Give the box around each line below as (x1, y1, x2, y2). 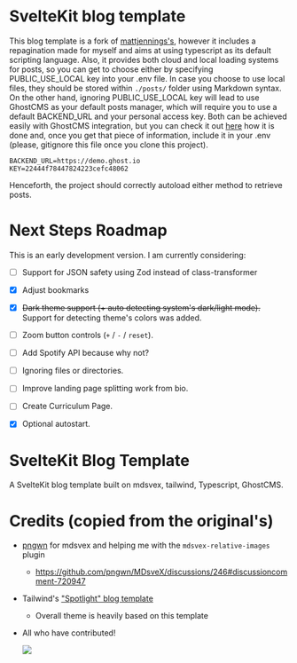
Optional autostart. (21, 419, 90, 430)
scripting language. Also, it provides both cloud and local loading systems (9, 54, 279, 65)
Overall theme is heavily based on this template (35, 611, 208, 621)
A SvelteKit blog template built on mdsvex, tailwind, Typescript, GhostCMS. (9, 479, 284, 490)
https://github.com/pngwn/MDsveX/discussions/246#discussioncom (35, 566, 288, 578)
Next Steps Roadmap (9, 220, 168, 241)
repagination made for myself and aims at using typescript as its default (9, 44, 272, 55)
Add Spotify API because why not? (21, 348, 149, 359)
